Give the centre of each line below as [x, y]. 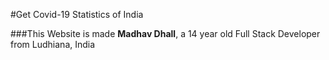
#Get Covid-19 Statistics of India [77, 14]
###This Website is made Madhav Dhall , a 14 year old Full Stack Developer [165, 33]
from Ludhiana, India [53, 44]
